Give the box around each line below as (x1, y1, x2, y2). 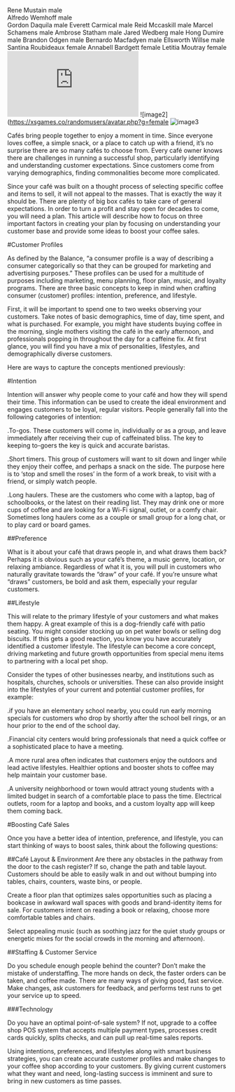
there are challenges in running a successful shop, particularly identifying (7, 154, 220, 162)
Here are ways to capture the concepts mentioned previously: (7, 363, 185, 371)
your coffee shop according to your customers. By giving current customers (7, 1062, 227, 1070)
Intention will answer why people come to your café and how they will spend (7, 391, 228, 398)
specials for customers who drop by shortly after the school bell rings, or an (7, 714, 226, 722)
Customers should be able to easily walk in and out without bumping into (7, 870, 217, 878)
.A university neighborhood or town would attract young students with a (7, 785, 215, 793)
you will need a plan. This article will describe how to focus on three (7, 212, 203, 220)
